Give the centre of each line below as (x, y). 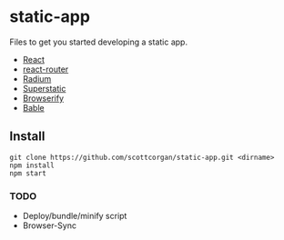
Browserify (43, 98)
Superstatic (44, 88)
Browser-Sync (50, 225)
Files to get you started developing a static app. (99, 42)
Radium (37, 78)
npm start (28, 173)
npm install (32, 165)
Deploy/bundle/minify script (75, 216)
